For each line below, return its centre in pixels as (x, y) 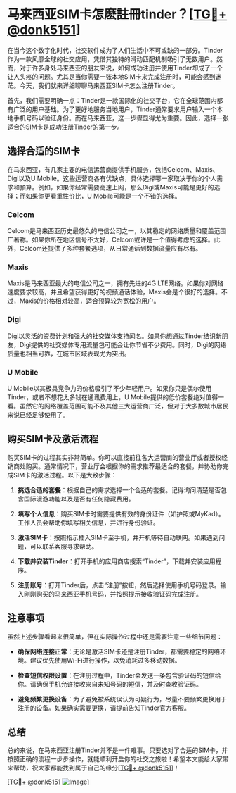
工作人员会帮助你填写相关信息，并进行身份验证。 (88, 523)
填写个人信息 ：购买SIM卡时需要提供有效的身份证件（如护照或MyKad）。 (121, 513)
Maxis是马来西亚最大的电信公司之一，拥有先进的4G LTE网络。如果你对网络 (116, 283)
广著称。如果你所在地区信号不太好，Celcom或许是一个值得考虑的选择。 (111, 239)
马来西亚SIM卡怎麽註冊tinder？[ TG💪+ (117, 14)
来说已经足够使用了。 (38, 414)
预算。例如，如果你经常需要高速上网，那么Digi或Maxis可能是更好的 (117, 187)
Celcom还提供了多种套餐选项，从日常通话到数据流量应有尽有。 (111, 249)
